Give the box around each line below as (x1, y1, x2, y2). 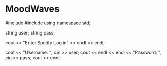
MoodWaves (5, 3, 60, 15)
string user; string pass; (5, 29, 55, 36)
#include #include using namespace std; (5, 20, 91, 26)
